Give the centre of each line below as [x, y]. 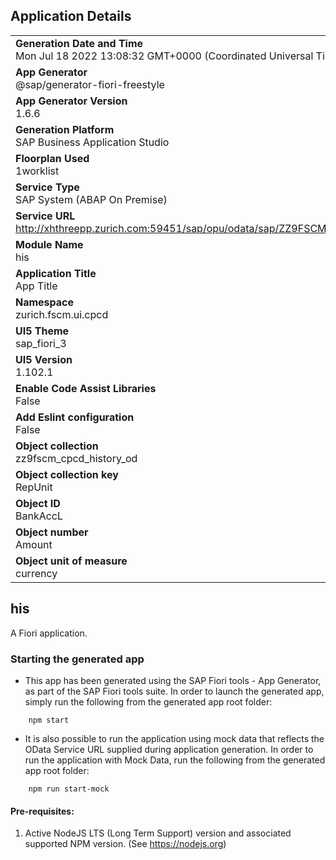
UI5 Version [44, 359]
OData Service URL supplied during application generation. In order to [169, 749]
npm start [49, 720]
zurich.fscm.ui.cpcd [62, 314]
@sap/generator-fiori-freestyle [90, 84]
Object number [52, 532]
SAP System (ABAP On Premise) [91, 199]
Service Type [47, 187]
